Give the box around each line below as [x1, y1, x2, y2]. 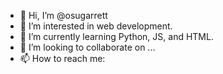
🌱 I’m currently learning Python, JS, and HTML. [19, 31, 214, 42]
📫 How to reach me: [19, 53, 106, 64]
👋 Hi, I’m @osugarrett [19, 10, 108, 21]
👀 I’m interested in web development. [19, 20, 173, 32]
